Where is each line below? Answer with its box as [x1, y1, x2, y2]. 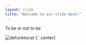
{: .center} [35, 35, 56, 41]
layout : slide [5, 7, 34, 12]
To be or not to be [5, 25, 41, 31]
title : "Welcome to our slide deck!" [5, 12, 82, 17]
